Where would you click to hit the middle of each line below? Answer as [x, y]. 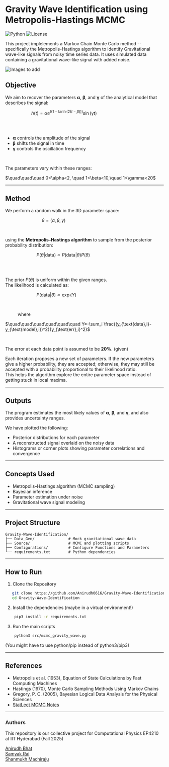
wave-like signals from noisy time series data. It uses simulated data [76, 54]
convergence [26, 454]
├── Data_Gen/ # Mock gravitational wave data [71, 539]
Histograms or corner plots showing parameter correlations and [78, 448]
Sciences [22, 699]
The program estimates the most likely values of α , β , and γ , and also [77, 413]
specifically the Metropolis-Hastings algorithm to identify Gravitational [78, 49]
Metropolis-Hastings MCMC [65, 20]
